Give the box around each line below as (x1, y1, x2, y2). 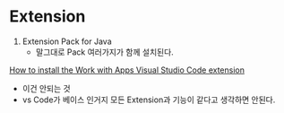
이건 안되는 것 (22, 83, 71, 93)
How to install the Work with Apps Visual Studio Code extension (9, 65, 245, 75)
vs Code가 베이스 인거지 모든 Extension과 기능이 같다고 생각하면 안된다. (22, 94, 276, 105)
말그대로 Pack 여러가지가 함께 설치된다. (35, 47, 175, 57)
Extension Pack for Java (22, 36, 112, 47)
